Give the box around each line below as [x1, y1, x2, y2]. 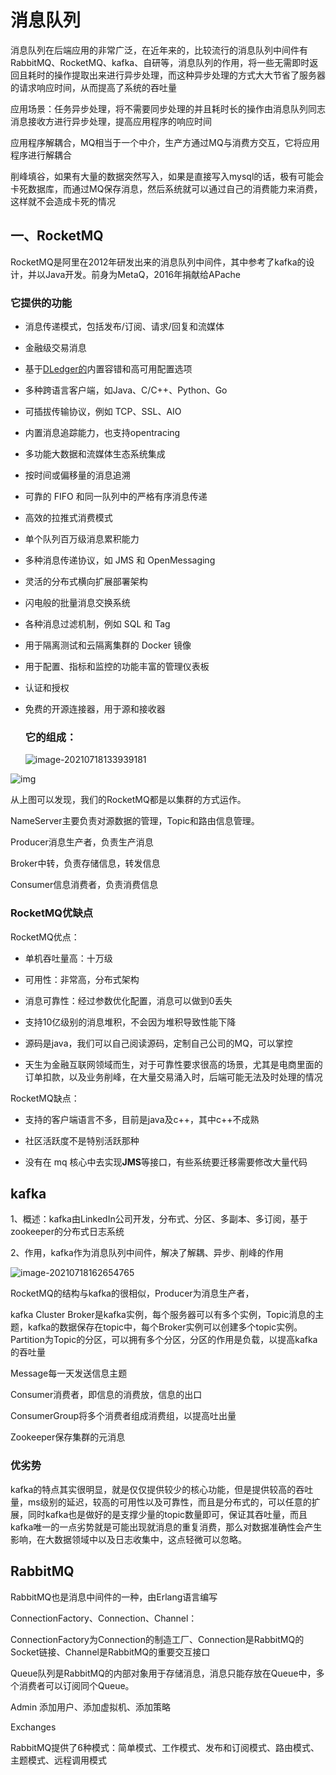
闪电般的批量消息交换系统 [24, 597, 131, 609]
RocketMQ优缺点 [10, 906, 94, 920]
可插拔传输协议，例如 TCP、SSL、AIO [24, 406, 182, 418]
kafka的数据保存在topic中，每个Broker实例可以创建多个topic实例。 [27, 1321, 303, 1333]
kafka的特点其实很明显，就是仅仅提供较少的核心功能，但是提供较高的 [10, 1483, 297, 1495]
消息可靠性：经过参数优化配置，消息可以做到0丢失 [24, 994, 233, 1006]
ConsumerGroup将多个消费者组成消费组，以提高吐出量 [10, 1410, 237, 1422]
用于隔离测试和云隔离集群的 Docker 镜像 [24, 639, 192, 651]
